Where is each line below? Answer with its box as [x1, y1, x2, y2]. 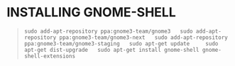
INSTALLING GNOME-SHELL [6, 4, 176, 21]
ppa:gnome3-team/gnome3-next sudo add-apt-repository [59, 33, 228, 41]
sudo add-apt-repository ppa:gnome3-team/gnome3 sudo [23, 28, 193, 35]
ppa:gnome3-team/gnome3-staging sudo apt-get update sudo [23, 40, 219, 47]
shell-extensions [23, 53, 76, 60]
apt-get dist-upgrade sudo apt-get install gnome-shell [23, 46, 200, 53]
